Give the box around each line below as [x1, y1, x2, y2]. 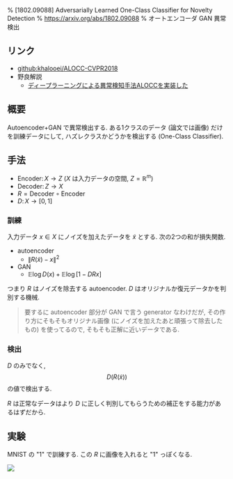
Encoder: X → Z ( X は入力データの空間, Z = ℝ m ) [17, 173, 154, 183]
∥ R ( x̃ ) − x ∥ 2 [27, 254, 60, 264]
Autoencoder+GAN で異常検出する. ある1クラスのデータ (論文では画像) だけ [7, 123, 224, 132]
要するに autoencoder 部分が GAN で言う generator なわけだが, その [24, 308, 220, 316]
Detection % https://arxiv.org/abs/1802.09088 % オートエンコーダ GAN [7, 14, 213, 22]
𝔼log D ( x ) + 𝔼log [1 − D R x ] [27, 270, 102, 278]
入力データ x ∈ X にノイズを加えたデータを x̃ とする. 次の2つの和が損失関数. [7, 233, 226, 241]
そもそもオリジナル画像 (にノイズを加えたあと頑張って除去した [42, 317, 223, 325]
